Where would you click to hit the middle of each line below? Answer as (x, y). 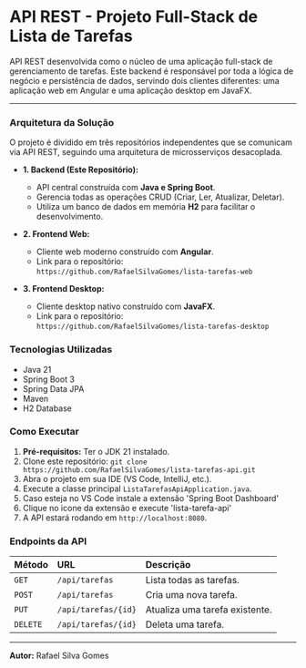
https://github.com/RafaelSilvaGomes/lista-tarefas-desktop (153, 327)
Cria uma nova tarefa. (192, 595)
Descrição (168, 565)
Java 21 (37, 369)
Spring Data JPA (53, 388)
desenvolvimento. (70, 217)
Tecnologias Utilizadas (61, 350)
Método (31, 565)
